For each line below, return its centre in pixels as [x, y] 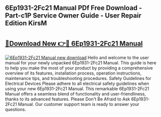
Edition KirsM [26, 23]
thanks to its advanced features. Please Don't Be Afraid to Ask [68, 99]
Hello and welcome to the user [118, 58]
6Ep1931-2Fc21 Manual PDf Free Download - [74, 8]
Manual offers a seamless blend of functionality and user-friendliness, [76, 94]
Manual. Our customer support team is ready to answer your [79, 104]
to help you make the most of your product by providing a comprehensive [79, 68]
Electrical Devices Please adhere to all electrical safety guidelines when [77, 83]
